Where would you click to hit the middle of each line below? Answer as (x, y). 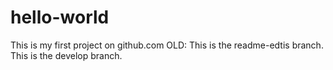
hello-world (60, 17)
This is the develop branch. (66, 55)
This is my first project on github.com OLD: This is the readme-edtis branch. (167, 45)
